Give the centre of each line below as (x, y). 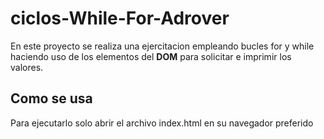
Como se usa (51, 98)
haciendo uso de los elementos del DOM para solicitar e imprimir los (151, 56)
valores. (27, 67)
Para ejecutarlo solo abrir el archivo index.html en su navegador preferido (162, 123)
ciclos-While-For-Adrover (120, 18)
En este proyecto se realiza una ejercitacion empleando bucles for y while (162, 46)
